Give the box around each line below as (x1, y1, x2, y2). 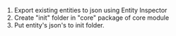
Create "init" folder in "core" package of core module (13, 13, 170, 22)
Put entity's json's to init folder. (13, 21, 105, 29)
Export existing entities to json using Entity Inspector (13, 6, 168, 14)
